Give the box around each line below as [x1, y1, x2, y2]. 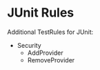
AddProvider [27, 49, 63, 57]
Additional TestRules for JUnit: [7, 28, 94, 36]
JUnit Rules [7, 5, 74, 21]
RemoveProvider [27, 55, 75, 64]
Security [17, 41, 41, 49]
